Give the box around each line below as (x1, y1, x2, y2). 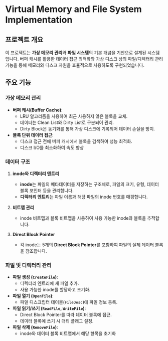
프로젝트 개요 (5, 35, 44, 44)
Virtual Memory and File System (5, 4, 142, 15)
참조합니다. (25, 248, 47, 254)
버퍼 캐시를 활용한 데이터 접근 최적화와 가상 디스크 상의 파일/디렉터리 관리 (20, 56, 163, 62)
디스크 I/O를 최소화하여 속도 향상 (20, 144, 84, 150)
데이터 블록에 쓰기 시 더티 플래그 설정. (20, 318, 94, 324)
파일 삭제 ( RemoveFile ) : (12, 324, 59, 330)
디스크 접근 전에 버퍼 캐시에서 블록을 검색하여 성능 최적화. (20, 138, 133, 144)
